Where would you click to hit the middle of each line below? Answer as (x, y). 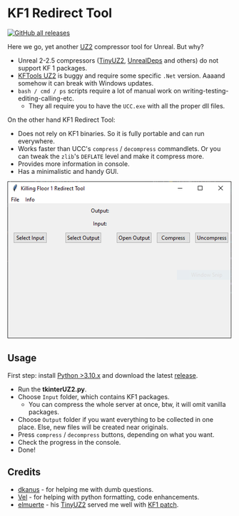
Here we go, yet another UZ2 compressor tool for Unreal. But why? (106, 46)
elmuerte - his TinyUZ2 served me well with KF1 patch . (98, 505)
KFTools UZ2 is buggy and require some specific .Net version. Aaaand (121, 76)
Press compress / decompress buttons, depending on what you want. (116, 434)
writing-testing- (206, 91)
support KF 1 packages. (52, 68)
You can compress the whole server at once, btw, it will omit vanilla (127, 404)
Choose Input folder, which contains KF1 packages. (93, 396)
